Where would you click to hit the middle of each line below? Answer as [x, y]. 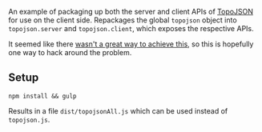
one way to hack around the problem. [70, 52]
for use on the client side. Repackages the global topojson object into [123, 20]
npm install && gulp [43, 96]
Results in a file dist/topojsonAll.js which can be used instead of [118, 110]
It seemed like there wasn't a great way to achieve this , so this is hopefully [131, 44]
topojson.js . [29, 119]
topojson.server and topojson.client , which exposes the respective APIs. [131, 28]
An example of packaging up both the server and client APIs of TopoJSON [131, 12]
